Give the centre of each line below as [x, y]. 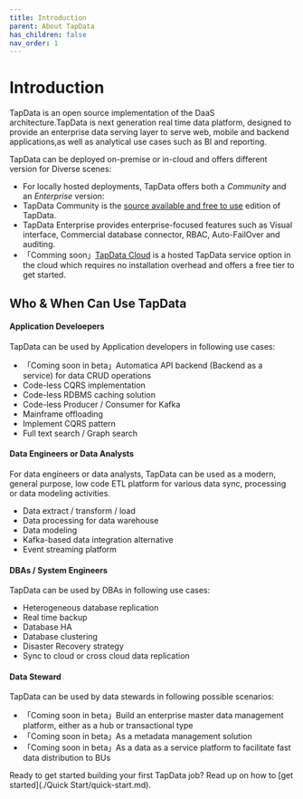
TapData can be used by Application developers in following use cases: [142, 346]
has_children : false [48, 34]
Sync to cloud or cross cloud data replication [106, 656]
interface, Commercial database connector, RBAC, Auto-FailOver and [151, 235]
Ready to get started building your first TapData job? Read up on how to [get [151, 775]
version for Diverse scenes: [61, 169]
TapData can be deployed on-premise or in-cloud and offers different [138, 159]
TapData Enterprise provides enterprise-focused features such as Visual [157, 225]
